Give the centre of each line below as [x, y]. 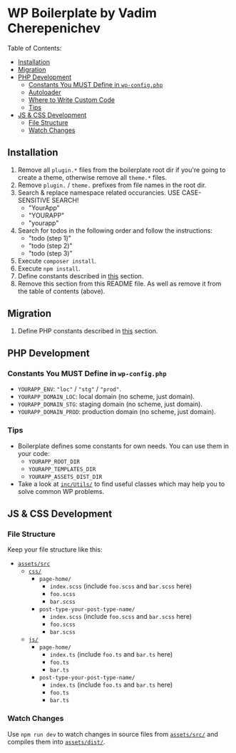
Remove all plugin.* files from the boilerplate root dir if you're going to [122, 170]
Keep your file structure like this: [55, 550]
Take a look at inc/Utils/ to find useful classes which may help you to [121, 484]
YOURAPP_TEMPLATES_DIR [62, 469]
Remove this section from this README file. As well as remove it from [119, 283]
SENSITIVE [34, 200]
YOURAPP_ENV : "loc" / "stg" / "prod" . [69, 389]
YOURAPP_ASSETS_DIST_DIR [65, 477]
